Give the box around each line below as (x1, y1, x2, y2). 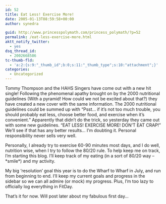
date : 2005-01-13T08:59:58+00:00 (5, 16, 74, 21)
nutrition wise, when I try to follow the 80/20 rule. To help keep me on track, (5, 147, 160, 153)
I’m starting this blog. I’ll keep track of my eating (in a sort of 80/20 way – (5, 153, 155, 159)
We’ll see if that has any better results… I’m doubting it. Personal (5, 128, 136, 133)
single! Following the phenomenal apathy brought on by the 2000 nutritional (5, 90, 160, 96)
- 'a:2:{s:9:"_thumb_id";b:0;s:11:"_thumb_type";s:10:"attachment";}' (9, 63, 159, 68)
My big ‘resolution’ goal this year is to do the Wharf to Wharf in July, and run (5, 168, 161, 174)
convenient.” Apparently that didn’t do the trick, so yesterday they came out (5, 117, 160, 123)
